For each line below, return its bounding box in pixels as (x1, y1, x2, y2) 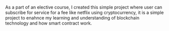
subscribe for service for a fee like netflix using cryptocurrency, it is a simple (5, 9, 164, 15)
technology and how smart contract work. (5, 20, 92, 26)
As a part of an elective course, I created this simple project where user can (5, 4, 162, 10)
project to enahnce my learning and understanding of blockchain (5, 15, 140, 20)
